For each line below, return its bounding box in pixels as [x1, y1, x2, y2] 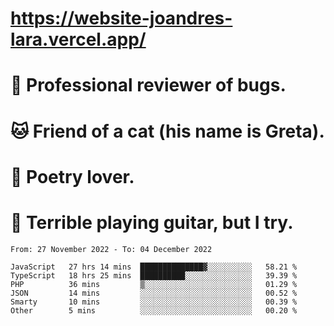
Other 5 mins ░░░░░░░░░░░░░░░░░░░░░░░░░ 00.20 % [10, 305, 298, 316]
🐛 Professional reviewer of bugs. [10, 74, 287, 97]
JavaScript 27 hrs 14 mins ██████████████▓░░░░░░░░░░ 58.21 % [10, 262, 298, 272]
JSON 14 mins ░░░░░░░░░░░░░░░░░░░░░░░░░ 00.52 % [10, 288, 298, 298]
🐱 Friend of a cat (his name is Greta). [10, 120, 325, 142]
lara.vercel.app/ [10, 28, 147, 51]
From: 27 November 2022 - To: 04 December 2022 [10, 244, 213, 254]
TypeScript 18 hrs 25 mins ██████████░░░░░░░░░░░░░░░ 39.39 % [10, 270, 298, 281]
